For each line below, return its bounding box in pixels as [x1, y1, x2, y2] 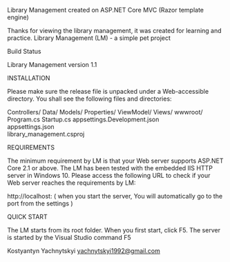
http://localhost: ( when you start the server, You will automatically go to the [7, 192, 223, 200]
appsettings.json [7, 123, 55, 130]
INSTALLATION [7, 74, 50, 82]
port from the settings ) [7, 199, 74, 208]
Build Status [7, 48, 41, 55]
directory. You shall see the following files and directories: [7, 94, 172, 103]
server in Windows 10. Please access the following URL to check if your [7, 172, 211, 179]
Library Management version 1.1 [7, 61, 97, 68]
